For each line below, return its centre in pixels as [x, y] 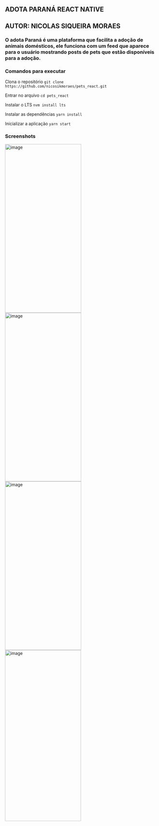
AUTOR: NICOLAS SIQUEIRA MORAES [63, 26]
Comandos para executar [36, 71]
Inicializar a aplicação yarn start [38, 123]
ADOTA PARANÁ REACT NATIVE [54, 9]
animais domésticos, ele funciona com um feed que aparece [77, 46]
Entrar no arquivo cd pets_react [37, 95]
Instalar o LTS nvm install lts [36, 105]
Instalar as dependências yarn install [43, 114]
